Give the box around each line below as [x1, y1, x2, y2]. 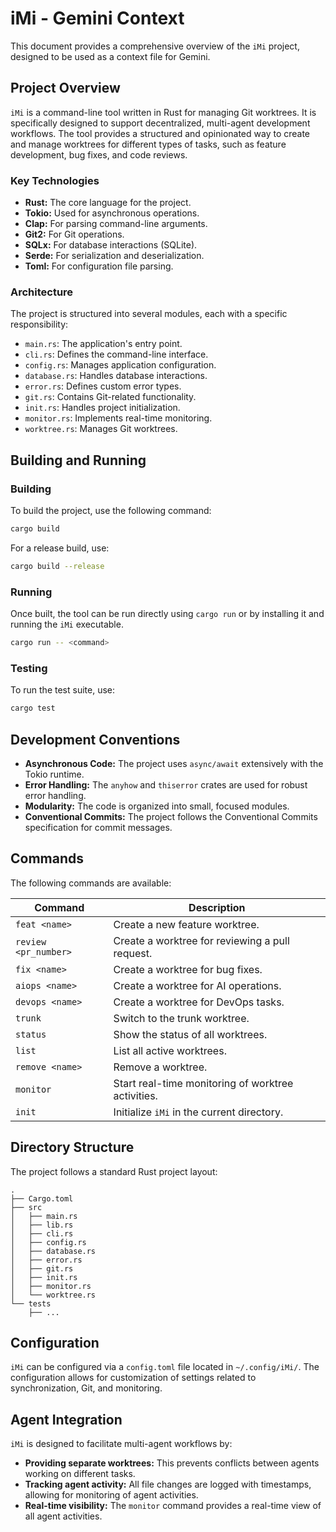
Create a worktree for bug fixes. [113, 962, 263, 976]
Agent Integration [10, 1411, 123, 1428]
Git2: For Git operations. [24, 228, 125, 241]
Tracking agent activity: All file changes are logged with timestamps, [24, 1478, 312, 1491]
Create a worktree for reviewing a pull [113, 933, 290, 947]
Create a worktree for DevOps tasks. [113, 995, 285, 1009]
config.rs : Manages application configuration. [24, 359, 217, 371]
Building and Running [10, 452, 147, 469]
